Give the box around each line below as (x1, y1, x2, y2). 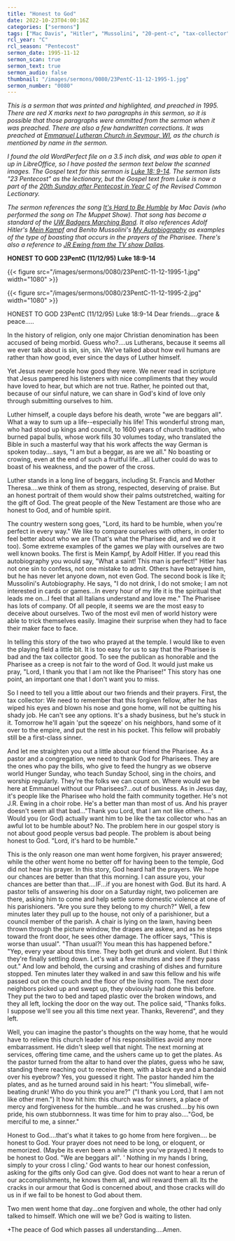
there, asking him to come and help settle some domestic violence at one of (7, 895, 226, 903)
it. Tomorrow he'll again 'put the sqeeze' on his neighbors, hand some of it (7, 718, 222, 727)
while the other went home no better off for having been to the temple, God (7, 858, 224, 866)
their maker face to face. (7, 624, 78, 633)
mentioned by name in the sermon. (7, 138, 108, 147)
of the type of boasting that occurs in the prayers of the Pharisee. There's (7, 233, 221, 242)
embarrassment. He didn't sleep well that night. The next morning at (7, 1043, 204, 1051)
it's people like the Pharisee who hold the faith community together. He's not (7, 792, 228, 801)
